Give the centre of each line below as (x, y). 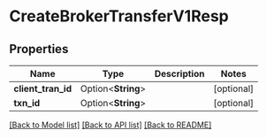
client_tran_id (43, 88)
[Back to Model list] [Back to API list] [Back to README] (111, 125)
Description (179, 74)
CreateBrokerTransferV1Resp (119, 16)
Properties (39, 49)
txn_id (27, 103)
